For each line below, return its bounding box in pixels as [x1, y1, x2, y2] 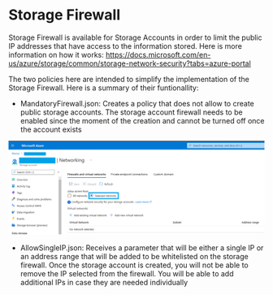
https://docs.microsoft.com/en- [105, 50, 211, 59]
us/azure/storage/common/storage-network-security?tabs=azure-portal [8, 59, 252, 68]
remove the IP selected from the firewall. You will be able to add [19, 268, 234, 278]
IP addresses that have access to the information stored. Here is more [8, 41, 242, 50]
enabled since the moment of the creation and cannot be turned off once [19, 115, 265, 125]
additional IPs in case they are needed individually [19, 277, 188, 287]
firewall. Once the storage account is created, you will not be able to [19, 260, 249, 270]
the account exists [19, 124, 83, 134]
